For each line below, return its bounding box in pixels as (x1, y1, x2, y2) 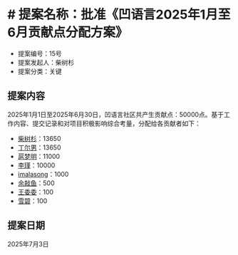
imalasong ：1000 (17, 170, 69, 178)
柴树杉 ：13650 (17, 134, 61, 142)
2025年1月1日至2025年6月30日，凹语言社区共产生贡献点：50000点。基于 (7, 110, 224, 118)
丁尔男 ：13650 (17, 143, 61, 152)
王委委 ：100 (17, 187, 54, 196)
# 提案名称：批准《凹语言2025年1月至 (7, 6, 231, 23)
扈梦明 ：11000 (17, 152, 61, 160)
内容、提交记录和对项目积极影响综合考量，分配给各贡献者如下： (13, 119, 201, 127)
